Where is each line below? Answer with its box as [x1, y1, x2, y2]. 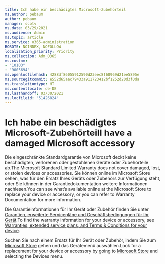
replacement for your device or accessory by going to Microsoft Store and [5, 248, 158, 254]
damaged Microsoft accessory [5, 138, 135, 149]
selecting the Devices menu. [5, 253, 64, 259]
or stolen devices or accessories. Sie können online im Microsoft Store [5, 170, 150, 176]
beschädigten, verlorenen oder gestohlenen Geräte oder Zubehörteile [5, 160, 149, 166]
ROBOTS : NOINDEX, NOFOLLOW [5, 44, 61, 49]
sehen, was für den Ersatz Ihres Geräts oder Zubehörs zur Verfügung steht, [5, 175, 161, 182]
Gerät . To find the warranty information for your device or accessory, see [5, 217, 155, 223]
